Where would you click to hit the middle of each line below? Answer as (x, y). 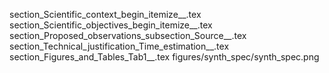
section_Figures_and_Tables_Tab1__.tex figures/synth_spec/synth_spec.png (164, 57)
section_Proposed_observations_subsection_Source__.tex (128, 35)
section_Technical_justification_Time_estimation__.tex (119, 46)
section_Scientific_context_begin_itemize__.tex (105, 14)
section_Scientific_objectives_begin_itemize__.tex (111, 25)
